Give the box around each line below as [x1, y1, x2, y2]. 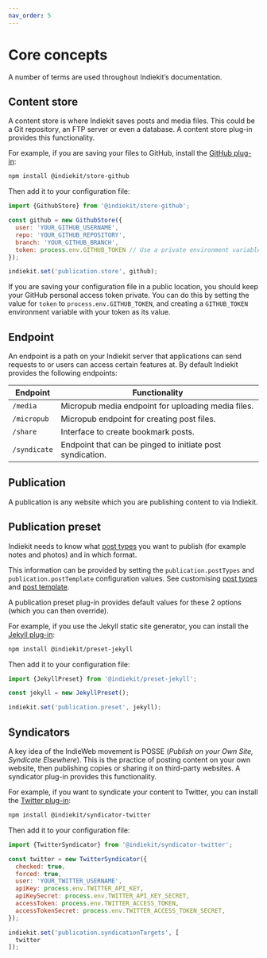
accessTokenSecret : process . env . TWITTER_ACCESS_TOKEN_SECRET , [15, 906, 226, 914]
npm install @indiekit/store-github [8, 172, 130, 180]
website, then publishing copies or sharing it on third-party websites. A [8, 763, 241, 773]
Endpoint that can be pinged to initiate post [60, 439, 222, 450]
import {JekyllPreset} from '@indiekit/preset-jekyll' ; [8, 674, 197, 683]
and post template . [8, 581, 70, 592]
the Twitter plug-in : [8, 796, 72, 805]
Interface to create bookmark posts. [60, 427, 195, 438]
